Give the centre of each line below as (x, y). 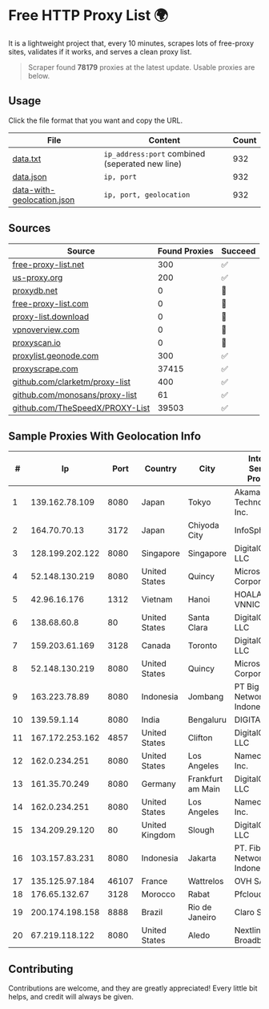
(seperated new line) (143, 164)
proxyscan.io (37, 342)
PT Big (247, 687)
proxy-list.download (51, 316)
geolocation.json (44, 200)
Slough (201, 830)
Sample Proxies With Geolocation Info (105, 436)
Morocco (159, 894)
